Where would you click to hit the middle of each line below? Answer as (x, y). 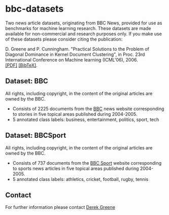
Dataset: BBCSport (36, 135)
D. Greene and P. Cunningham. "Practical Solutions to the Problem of (77, 49)
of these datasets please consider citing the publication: (64, 39)
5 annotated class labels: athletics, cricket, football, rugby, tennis (80, 179)
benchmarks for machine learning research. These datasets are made (78, 28)
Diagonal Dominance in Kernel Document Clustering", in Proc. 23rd (75, 54)
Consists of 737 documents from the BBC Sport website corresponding (87, 163)
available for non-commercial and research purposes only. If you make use (84, 34)
